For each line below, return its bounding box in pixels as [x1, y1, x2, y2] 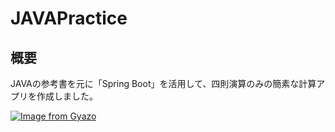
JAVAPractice [10, 7, 128, 30]
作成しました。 [36, 90, 98, 102]
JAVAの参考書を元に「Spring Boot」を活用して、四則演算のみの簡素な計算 [10, 78, 317, 89]
